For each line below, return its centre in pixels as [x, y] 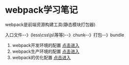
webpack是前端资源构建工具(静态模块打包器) [50, 24]
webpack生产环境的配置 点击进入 [46, 51]
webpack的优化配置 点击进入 [41, 57]
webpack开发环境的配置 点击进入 [46, 45]
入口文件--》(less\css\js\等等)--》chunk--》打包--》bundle [64, 35]
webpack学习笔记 [41, 10]
